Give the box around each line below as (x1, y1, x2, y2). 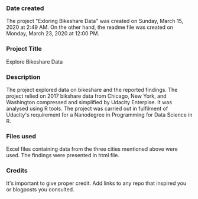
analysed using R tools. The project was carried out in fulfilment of (6, 105, 168, 112)
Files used (6, 132, 37, 140)
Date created (6, 4, 44, 12)
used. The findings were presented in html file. (6, 152, 120, 159)
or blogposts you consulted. (6, 186, 75, 193)
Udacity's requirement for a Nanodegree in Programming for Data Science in (6, 111, 193, 118)
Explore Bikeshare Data (6, 58, 63, 65)
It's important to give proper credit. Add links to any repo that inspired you (6, 180, 187, 187)
